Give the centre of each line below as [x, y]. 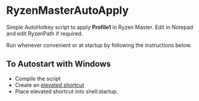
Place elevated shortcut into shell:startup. [66, 91]
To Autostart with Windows [59, 64]
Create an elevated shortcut [49, 85]
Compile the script [38, 78]
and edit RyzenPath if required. [44, 33]
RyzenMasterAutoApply [68, 11]
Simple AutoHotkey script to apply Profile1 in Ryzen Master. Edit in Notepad [100, 27]
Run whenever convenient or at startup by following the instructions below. [99, 45]
